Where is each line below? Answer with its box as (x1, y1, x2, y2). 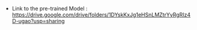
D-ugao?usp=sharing (11, 18, 65, 24)
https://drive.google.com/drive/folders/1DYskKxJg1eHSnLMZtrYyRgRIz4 (11, 11, 191, 18)
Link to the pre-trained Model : (11, 5, 88, 12)
